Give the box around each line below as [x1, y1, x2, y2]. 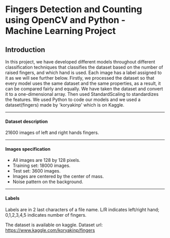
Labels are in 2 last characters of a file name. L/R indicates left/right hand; [5, 207, 159, 213]
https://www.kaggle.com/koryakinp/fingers [5, 227, 95, 233]
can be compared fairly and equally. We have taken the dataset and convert [5, 86, 163, 92]
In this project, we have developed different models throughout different [5, 59, 155, 64]
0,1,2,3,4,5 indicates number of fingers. [5, 212, 87, 218]
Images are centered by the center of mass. [12, 174, 104, 180]
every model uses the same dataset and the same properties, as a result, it [5, 80, 161, 86]
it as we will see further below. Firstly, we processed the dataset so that [5, 75, 154, 81]
